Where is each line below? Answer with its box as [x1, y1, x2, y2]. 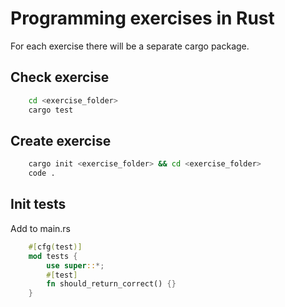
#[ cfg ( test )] [28, 242, 83, 252]
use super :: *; [46, 260, 105, 271]
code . [28, 168, 56, 179]
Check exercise [10, 69, 110, 86]
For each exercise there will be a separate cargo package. [10, 40, 250, 52]
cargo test [28, 105, 74, 115]
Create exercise [10, 132, 112, 149]
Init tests [10, 196, 67, 213]
